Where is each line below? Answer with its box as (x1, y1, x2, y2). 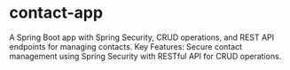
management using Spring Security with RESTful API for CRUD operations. (9, 51, 282, 61)
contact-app (9, 3, 104, 23)
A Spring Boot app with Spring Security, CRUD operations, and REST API (9, 32, 275, 43)
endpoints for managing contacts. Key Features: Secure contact (9, 41, 242, 51)
